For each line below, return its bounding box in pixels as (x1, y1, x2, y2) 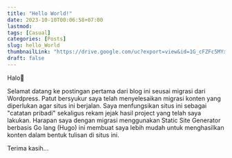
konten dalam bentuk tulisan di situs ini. (7, 131, 119, 139)
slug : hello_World (7, 42, 60, 49)
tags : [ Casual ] (7, 29, 51, 36)
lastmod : (7, 23, 32, 30)
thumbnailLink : (7, 49, 51, 56)
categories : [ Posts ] (7, 36, 67, 43)
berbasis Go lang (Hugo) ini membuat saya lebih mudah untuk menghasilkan (7, 123, 224, 131)
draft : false (7, 55, 45, 62)
